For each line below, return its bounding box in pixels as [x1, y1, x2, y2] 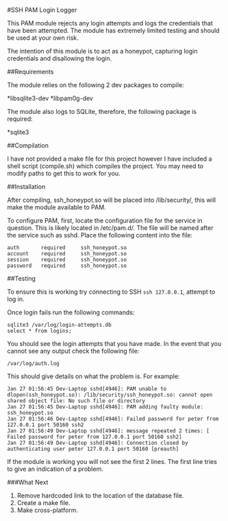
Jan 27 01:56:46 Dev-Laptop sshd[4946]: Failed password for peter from [7, 415, 219, 422]
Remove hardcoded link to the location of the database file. [16, 491, 184, 500]
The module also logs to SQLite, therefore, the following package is [7, 108, 197, 115]
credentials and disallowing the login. [7, 54, 112, 62]
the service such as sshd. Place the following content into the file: [7, 231, 193, 239]
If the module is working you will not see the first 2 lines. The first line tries [7, 458, 218, 465]
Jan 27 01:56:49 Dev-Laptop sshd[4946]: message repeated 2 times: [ [7, 428, 210, 435]
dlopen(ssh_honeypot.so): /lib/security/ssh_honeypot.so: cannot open [7, 391, 213, 398]
